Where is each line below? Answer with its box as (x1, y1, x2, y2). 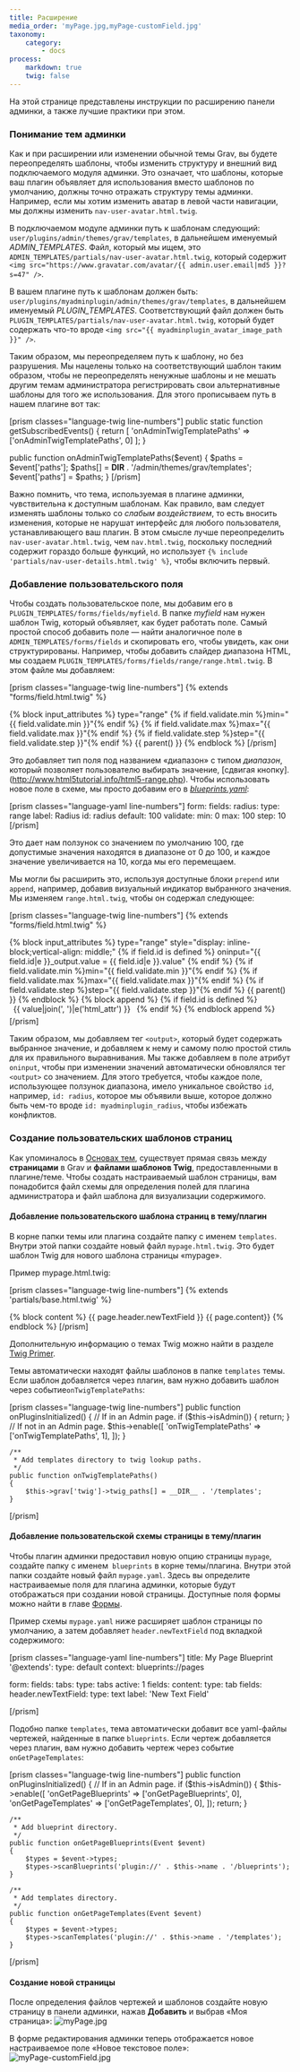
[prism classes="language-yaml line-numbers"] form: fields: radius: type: (9, 801, 280, 812)
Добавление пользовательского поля (9, 577, 184, 590)
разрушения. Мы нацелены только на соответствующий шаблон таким (9, 360, 282, 372)
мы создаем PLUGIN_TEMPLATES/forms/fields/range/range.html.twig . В (9, 655, 273, 666)
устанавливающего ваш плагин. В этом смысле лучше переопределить (9, 527, 285, 538)
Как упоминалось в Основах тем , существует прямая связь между (9, 1153, 267, 1163)
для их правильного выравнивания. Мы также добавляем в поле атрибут (9, 1052, 291, 1063)
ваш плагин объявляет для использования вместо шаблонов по (9, 177, 255, 188)
